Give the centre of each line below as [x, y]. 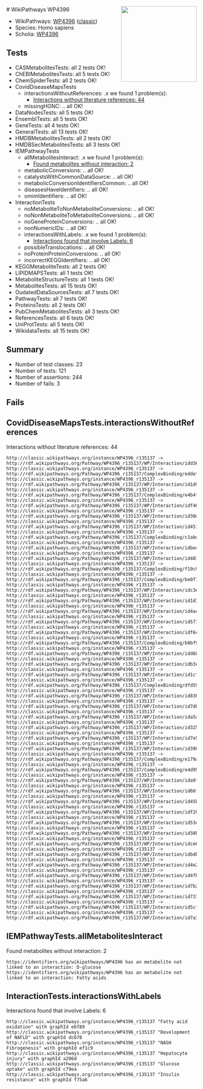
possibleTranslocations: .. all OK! [65, 247]
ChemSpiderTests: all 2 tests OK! [56, 80]
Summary [25, 350]
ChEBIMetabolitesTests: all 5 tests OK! [62, 74]
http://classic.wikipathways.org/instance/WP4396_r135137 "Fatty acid [97, 1022]
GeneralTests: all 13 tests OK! [51, 132]
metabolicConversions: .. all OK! [64, 170]
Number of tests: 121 [40, 370]
